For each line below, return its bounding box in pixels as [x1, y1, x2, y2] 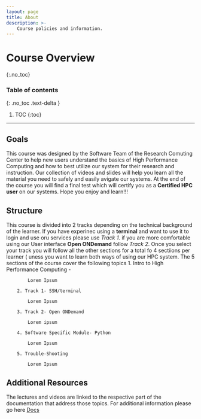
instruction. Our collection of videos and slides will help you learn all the [6, 169, 184, 177]
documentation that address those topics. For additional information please [6, 399, 191, 407]
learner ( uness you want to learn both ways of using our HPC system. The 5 [6, 253, 195, 260]
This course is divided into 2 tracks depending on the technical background [6, 221, 193, 229]
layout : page [6, 8, 39, 15]
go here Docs [6, 406, 40, 413]
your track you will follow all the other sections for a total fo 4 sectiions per [6, 247, 190, 254]
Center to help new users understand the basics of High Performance [6, 156, 178, 163]
